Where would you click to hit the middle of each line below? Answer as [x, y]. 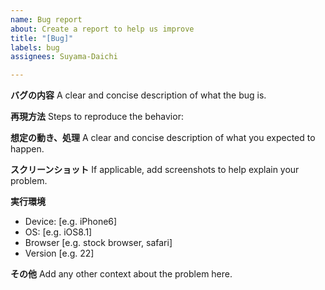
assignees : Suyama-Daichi [64, 57]
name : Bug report [46, 19]
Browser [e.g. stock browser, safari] [98, 243]
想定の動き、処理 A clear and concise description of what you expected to [163, 138]
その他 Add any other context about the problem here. [121, 274]
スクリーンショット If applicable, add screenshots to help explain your [155, 170]
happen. [27, 149]
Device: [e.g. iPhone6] [71, 222]
